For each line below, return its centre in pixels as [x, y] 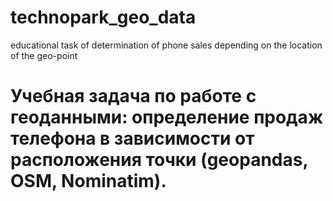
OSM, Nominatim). [88, 181]
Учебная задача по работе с [133, 96]
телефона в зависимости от [132, 138]
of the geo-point [44, 55]
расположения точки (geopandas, [159, 160]
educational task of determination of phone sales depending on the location [166, 45]
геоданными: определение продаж [167, 117]
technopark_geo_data [103, 17]
